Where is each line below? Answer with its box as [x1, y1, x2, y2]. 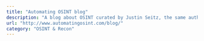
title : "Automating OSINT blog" [6, 8, 88, 15]
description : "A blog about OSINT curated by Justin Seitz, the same [6, 14, 186, 20]
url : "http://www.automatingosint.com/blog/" [6, 20, 123, 26]
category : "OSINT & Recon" [6, 25, 75, 32]
